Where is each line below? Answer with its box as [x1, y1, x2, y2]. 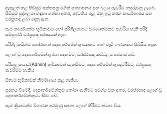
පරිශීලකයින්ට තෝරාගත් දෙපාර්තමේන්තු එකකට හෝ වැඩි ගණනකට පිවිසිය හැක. [5, 41, 158, 47]
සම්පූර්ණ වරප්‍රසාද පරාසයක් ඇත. [5, 31, 67, 37]
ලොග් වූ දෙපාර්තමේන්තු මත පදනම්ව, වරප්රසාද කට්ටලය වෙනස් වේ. [5, 51, 136, 57]
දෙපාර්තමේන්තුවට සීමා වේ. [5, 93, 59, 98]
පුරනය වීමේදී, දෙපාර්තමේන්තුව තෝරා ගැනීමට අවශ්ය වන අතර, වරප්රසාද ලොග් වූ [5, 87, 162, 93]
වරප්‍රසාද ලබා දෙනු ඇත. [5, 16, 50, 22]
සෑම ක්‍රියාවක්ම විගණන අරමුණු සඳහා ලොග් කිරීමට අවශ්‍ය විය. [5, 103, 122, 108]
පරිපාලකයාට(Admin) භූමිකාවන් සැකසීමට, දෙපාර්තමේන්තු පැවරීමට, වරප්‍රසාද [5, 61, 151, 67]
